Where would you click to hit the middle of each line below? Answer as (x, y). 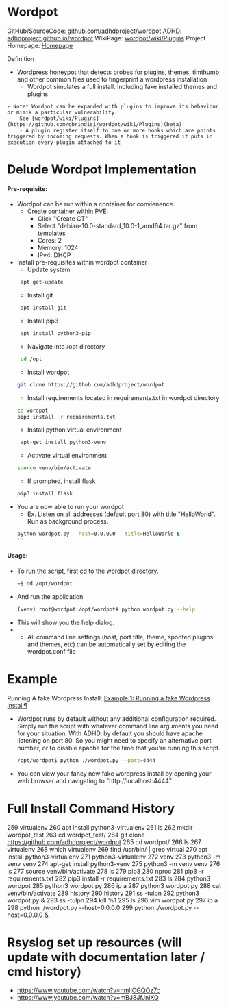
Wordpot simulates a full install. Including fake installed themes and (122, 86)
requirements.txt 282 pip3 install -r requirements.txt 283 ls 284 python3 (109, 878)
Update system (49, 270)
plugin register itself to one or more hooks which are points (124, 130)
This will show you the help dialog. (66, 622)
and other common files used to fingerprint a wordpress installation (112, 79)
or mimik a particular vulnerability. (62, 112)
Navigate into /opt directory (66, 346)
